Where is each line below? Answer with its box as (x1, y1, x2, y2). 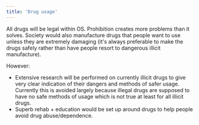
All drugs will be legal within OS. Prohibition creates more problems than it (6, 25, 190, 32)
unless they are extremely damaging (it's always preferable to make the (6, 38, 183, 45)
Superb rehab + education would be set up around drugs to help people (14, 105, 194, 112)
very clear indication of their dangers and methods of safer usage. (14, 80, 180, 87)
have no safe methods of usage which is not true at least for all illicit (14, 93, 184, 100)
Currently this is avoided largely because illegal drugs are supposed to (14, 86, 190, 93)
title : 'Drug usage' (6, 8, 58, 15)
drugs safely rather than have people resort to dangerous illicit (6, 44, 161, 51)
